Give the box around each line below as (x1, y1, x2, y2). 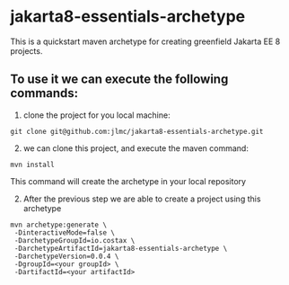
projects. (10, 45, 43, 56)
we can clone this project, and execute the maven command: (22, 142, 250, 154)
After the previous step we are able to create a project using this (22, 193, 261, 204)
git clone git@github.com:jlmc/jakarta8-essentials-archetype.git (10, 127, 264, 136)
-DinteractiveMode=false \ (13, 227, 116, 237)
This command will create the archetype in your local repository (10, 175, 246, 186)
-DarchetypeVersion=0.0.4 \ (13, 252, 119, 261)
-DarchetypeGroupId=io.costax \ (13, 236, 136, 245)
